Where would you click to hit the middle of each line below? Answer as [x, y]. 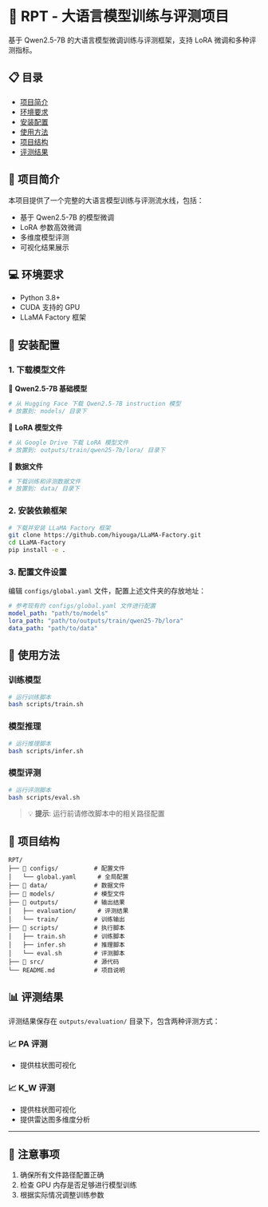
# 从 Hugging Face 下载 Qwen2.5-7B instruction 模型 [95, 404]
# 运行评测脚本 [30, 790]
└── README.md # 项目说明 [67, 971]
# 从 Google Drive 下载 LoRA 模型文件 [69, 443]
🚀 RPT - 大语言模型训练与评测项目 [119, 16]
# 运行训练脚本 [30, 697]
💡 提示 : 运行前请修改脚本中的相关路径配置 [96, 814]
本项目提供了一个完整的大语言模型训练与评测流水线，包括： [106, 200]
